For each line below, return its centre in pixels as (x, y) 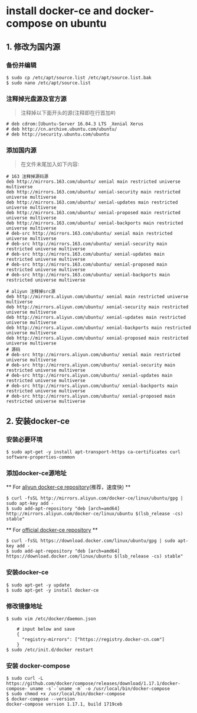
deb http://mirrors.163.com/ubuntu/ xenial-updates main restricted (92, 202)
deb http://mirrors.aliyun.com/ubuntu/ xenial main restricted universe (97, 297)
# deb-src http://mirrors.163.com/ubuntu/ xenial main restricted (89, 234)
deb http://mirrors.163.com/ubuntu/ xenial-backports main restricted (95, 223)
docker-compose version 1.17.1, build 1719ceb (64, 704)
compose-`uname (25, 689)
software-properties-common (41, 457)
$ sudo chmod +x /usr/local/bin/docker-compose (66, 694)
